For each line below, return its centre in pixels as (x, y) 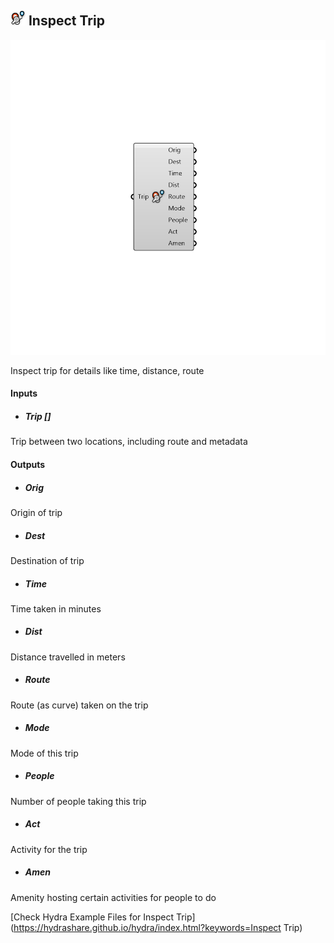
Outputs (28, 464)
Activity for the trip (49, 849)
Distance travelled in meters (68, 657)
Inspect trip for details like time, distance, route (107, 370)
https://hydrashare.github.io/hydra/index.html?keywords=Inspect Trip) (158, 927)
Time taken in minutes (56, 608)
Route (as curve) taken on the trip (79, 705)
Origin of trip (36, 512)
